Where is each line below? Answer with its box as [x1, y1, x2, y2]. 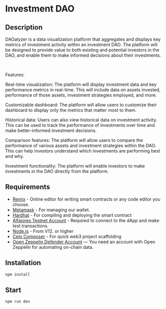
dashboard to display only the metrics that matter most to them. [5, 107, 137, 113]
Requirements [5, 183, 50, 191]
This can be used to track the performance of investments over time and [5, 122, 155, 128]
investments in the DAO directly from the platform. [5, 169, 109, 174]
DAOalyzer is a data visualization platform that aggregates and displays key [5, 36, 161, 42]
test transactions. [12, 223, 49, 229]
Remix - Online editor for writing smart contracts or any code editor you [12, 196, 160, 202]
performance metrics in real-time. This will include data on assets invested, [5, 87, 160, 93]
